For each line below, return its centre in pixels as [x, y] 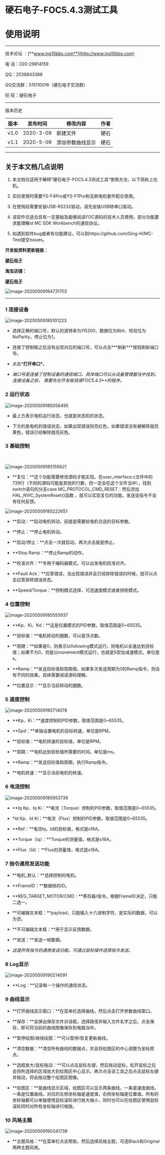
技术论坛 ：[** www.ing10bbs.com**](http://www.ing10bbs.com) [70, 54]
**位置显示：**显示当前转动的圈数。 [49, 686]
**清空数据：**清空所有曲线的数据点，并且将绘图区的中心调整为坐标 [81, 1048]
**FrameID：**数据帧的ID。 [41, 886]
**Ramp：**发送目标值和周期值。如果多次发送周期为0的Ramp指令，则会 [86, 669]
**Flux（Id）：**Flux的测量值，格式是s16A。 [57, 850]
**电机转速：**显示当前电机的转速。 [49, 773]
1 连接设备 [17, 309]
